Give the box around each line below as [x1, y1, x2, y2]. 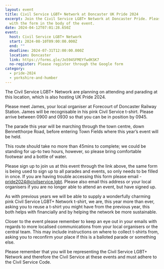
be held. [5, 134, 22, 139]
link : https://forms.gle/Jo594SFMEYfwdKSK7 [9, 57, 99, 62]
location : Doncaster [9, 52, 51, 58]
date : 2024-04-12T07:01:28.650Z [5, 25, 71, 30]
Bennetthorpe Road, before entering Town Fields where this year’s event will [5, 128, 159, 134]
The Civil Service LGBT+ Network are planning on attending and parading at [5, 89, 158, 94]
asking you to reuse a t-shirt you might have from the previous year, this [5, 203, 150, 209]
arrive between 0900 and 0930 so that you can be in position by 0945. [5, 113, 148, 120]
